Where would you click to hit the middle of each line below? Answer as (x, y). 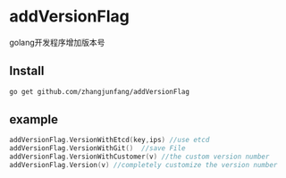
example (34, 119)
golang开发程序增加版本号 (57, 42)
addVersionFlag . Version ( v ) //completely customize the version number (143, 165)
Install (27, 71)
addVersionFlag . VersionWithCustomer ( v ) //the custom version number (139, 157)
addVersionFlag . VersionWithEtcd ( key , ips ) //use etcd (109, 140)
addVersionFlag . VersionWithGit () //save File (97, 148)
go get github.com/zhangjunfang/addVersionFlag (100, 91)
